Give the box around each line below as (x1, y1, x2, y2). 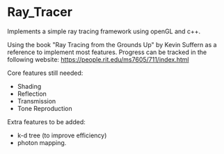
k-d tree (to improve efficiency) (17, 131, 107, 139)
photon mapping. (17, 138, 67, 146)
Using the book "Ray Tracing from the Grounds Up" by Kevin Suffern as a (7, 40, 217, 49)
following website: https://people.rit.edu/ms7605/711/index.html (7, 55, 189, 63)
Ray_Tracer (7, 4, 73, 20)
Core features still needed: (7, 69, 83, 77)
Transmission (17, 96, 56, 105)
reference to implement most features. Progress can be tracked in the (7, 48, 207, 56)
